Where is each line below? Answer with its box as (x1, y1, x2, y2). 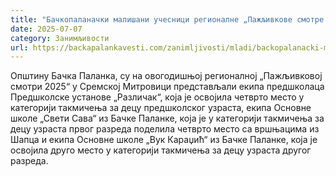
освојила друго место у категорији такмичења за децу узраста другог (10, 144, 312, 156)
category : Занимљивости (10, 33, 110, 43)
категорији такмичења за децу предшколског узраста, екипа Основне (10, 102, 312, 114)
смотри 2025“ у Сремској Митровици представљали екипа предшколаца (10, 81, 325, 93)
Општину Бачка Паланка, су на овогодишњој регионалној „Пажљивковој (10, 70, 323, 82)
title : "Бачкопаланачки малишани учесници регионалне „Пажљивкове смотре (10, 14, 325, 25)
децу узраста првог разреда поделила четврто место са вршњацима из (10, 123, 320, 135)
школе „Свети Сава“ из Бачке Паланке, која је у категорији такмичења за (10, 112, 325, 125)
